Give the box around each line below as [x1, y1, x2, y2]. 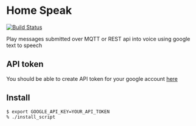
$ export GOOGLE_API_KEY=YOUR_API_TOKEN [6, 109, 110, 115]
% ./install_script [6, 114, 56, 121]
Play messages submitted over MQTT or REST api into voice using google [6, 35, 191, 42]
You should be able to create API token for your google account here [6, 75, 178, 82]
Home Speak [6, 4, 72, 17]
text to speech [6, 42, 42, 49]
